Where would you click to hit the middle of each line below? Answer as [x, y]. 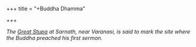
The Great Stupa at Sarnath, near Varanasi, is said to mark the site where [98, 32]
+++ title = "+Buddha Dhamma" [46, 9]
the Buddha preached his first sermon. [54, 38]
